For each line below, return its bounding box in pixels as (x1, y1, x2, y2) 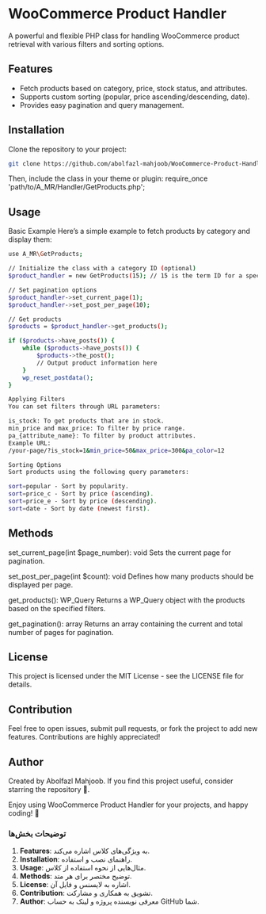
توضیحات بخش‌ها (8, 828, 66, 839)
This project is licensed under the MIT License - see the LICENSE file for (8, 671, 244, 681)
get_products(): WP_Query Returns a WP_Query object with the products (8, 595, 245, 605)
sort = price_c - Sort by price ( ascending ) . (8, 490, 154, 498)
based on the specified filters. (8, 603, 106, 613)
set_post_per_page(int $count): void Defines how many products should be (8, 572, 254, 581)
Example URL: (8, 439, 51, 447)
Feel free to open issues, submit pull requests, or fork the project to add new (8, 724, 258, 733)
